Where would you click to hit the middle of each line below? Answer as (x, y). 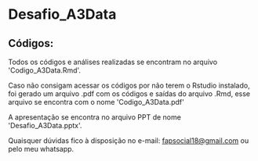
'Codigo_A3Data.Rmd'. (44, 70)
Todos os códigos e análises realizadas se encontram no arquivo (113, 62)
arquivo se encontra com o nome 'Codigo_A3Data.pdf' (96, 102)
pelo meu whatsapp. (41, 149)
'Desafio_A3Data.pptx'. (45, 125)
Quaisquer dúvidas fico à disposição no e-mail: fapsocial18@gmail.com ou (129, 141)
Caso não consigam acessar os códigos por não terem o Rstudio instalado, (129, 85)
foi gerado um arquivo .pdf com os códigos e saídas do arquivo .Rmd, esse (129, 94)
